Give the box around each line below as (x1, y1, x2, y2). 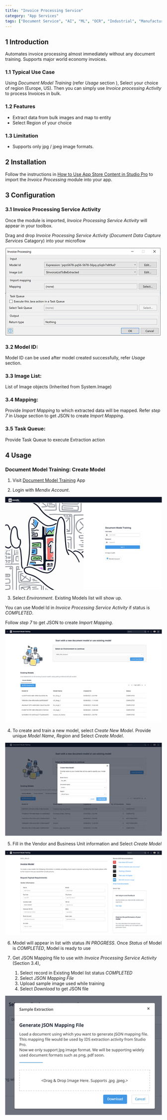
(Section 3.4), (12, 960, 41, 966)
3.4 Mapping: (5, 396, 39, 403)
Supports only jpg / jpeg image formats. (12, 144, 94, 150)
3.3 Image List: (5, 372, 42, 379)
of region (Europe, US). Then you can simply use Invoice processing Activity (5, 85, 162, 91)
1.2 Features (5, 103, 36, 110)
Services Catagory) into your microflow (5, 238, 86, 244)
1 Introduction (5, 37, 49, 46)
